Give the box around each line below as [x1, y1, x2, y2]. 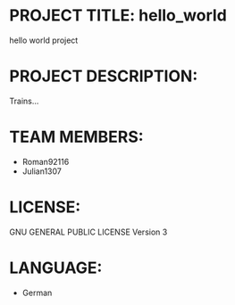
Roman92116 [21, 156, 70, 167]
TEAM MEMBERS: [9, 127, 145, 147]
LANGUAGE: [9, 258, 103, 277]
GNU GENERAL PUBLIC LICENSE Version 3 [9, 227, 168, 237]
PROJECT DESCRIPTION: [9, 66, 198, 87]
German [21, 287, 53, 298]
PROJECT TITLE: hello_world [9, 5, 228, 26]
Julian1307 [21, 166, 63, 177]
